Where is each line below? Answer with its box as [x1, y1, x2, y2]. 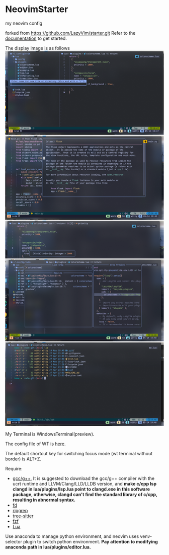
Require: [5, 465, 23, 471]
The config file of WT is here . [5, 441, 66, 447]
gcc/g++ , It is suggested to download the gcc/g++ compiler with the [12, 475, 155, 481]
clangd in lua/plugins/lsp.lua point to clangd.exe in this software [12, 486, 150, 492]
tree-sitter [12, 513, 34, 519]
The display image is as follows [5, 45, 70, 51]
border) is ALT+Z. [5, 456, 42, 462]
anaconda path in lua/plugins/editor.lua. [5, 544, 92, 550]
